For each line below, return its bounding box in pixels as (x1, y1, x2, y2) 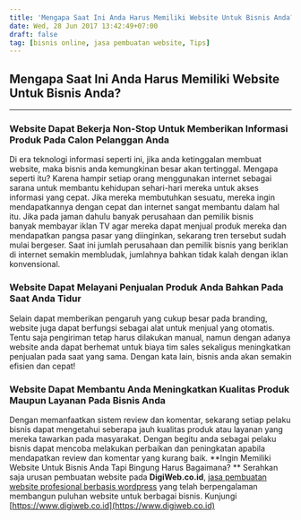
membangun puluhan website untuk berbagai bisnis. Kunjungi (9, 490, 237, 501)
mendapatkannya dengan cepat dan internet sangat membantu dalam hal (9, 202, 280, 212)
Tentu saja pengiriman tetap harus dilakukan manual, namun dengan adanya (9, 332, 291, 342)
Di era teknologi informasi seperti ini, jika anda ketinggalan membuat (9, 154, 262, 165)
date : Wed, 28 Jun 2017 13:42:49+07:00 (9, 22, 159, 30)
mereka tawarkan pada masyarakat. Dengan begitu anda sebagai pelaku (9, 433, 277, 444)
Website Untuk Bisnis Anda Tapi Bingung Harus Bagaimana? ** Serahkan (9, 462, 279, 472)
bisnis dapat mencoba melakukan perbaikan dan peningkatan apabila (9, 443, 266, 454)
